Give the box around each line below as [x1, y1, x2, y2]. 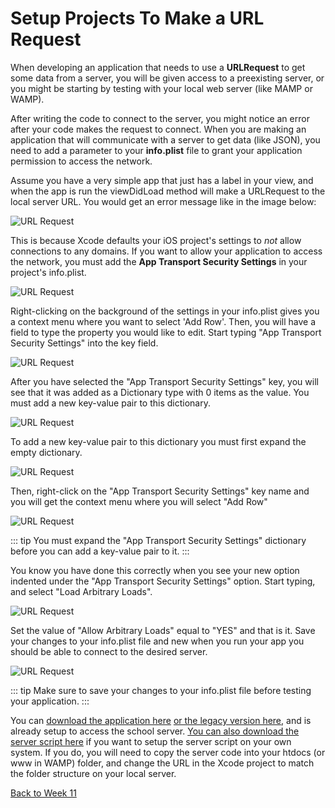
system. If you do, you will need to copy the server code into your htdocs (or [10, 746, 326, 758]
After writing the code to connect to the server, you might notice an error [10, 112, 310, 124]
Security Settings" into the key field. [10, 337, 159, 349]
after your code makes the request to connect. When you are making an [10, 123, 307, 135]
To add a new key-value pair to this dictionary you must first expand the [10, 435, 307, 447]
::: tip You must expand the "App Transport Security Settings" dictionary [10, 534, 307, 546]
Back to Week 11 [10, 787, 77, 799]
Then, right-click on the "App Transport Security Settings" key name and [10, 485, 310, 497]
